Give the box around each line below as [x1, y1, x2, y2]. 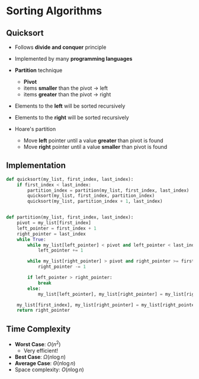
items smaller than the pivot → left [23, 84, 108, 92]
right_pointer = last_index [17, 231, 86, 237]
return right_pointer [17, 308, 70, 314]
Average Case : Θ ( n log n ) [14, 359, 76, 367]
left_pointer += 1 [37, 248, 84, 253]
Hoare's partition [14, 126, 56, 132]
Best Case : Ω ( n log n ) [14, 353, 66, 361]
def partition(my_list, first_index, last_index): [6, 214, 134, 221]
